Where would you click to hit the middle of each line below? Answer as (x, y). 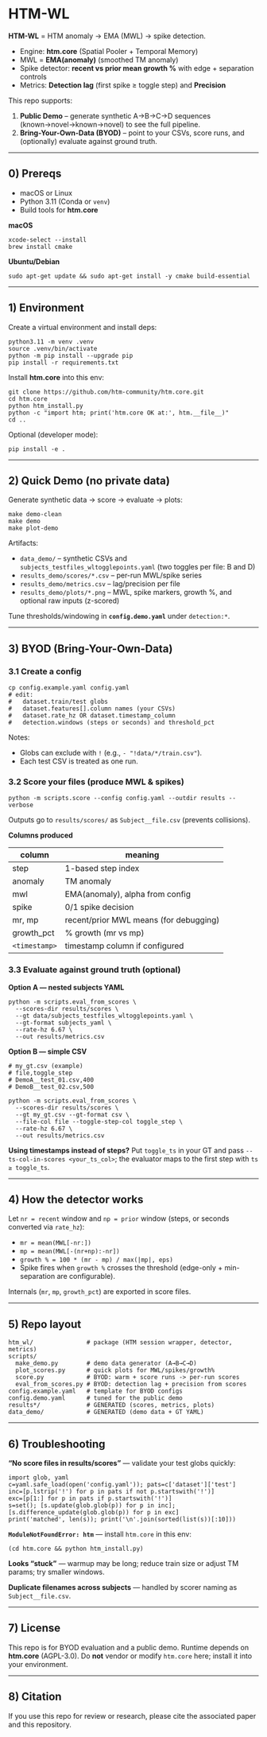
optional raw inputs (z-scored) (70, 600)
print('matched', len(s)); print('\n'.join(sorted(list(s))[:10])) (122, 1520)
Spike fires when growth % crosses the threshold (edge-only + (121, 1268)
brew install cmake (41, 247)
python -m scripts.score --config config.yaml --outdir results (117, 799)
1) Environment (46, 308)
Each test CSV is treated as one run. (79, 761)
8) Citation (35, 1697)
